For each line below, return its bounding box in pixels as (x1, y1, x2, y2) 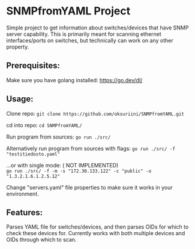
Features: (6, 207, 43, 217)
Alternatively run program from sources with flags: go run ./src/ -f (6, 145, 176, 152)
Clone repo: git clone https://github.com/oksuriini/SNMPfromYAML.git (6, 110, 185, 117)
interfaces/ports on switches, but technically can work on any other (6, 37, 173, 44)
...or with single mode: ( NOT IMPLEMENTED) (6, 161, 119, 169)
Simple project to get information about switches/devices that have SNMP (6, 24, 189, 31)
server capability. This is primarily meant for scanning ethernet (6, 30, 162, 37)
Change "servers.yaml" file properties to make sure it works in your (6, 184, 173, 191)
